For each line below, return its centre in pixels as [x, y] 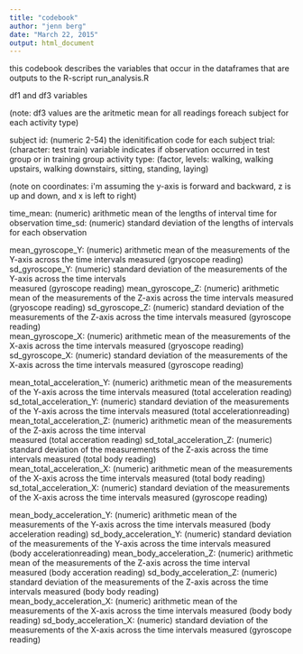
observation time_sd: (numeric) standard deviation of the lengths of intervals [151, 223]
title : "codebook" [44, 18]
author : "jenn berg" [48, 26]
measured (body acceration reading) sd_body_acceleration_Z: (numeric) [143, 573]
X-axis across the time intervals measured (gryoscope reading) [127, 346]
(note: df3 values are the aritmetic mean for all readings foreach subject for [149, 113]
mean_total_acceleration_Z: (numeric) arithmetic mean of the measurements [151, 421]
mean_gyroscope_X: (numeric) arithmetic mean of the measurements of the [150, 336]
